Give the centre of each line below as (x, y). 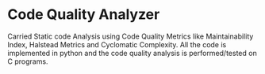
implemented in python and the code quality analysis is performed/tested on (132, 53)
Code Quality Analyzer (84, 15)
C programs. (28, 61)
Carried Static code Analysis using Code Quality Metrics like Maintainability (131, 36)
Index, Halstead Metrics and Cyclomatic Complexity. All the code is (117, 44)
